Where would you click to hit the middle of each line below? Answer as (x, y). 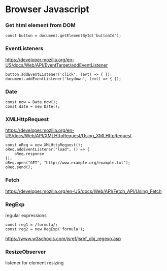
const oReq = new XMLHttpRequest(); (44, 145)
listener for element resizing (35, 263)
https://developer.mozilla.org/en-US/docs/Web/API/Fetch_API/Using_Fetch (83, 191)
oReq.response (29, 154)
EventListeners (24, 48)
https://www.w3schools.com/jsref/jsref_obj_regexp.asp (63, 238)
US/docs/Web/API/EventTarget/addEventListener (57, 65)
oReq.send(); (19, 167)
